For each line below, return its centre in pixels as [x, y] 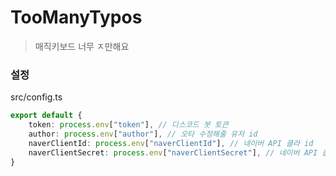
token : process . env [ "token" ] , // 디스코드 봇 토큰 [128, 125]
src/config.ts [36, 97]
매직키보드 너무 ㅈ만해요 [82, 46]
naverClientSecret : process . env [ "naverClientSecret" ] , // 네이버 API [173, 152]
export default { [46, 116]
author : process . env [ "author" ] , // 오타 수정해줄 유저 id [143, 134]
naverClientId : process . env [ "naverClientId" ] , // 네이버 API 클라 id [171, 143]
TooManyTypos [76, 17]
